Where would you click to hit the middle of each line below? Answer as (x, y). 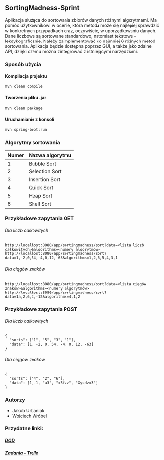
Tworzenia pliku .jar (26, 98)
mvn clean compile (24, 86)
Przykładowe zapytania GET (40, 218)
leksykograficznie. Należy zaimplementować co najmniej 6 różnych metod (80, 41)
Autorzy (15, 400)
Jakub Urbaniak (28, 411)
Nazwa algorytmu (50, 155)
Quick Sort (41, 188)
